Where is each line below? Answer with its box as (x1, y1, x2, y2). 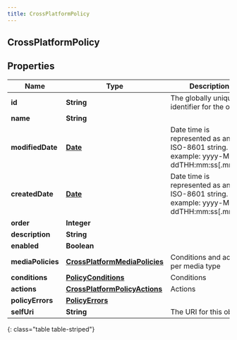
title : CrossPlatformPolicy (7, 10, 90, 18)
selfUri (11, 307, 34, 317)
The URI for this (170, 307, 222, 317)
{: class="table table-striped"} (7, 325, 95, 333)
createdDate (11, 189, 54, 199)
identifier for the (170, 101, 224, 111)
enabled (11, 241, 39, 251)
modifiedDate (11, 142, 58, 152)
